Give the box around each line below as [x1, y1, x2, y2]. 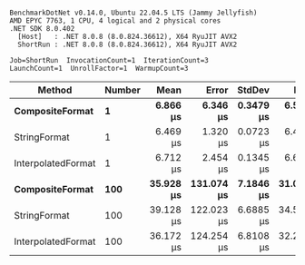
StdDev [237, 83, 271, 96]
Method [37, 83, 73, 96]
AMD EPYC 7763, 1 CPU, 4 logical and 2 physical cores [9, 16, 221, 25]
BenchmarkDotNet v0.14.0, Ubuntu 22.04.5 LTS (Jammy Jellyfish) [9, 8, 258, 17]
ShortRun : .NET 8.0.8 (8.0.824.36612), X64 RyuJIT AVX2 [17, 40, 238, 49]
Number [103, 83, 141, 96]
